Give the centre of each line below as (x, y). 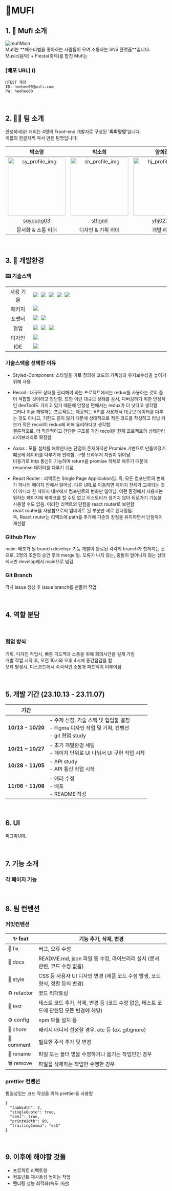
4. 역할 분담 (23, 615)
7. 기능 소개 (22, 864)
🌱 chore (17, 1029)
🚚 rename (19, 1053)
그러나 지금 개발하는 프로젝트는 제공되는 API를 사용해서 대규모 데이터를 (83, 412)
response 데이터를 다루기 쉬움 (43, 468)
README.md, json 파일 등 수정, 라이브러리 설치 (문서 (99, 958)
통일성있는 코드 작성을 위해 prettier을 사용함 (49, 1093)
